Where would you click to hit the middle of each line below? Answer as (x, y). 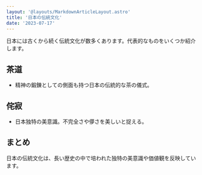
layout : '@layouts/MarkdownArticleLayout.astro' (68, 12)
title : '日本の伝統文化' (34, 17)
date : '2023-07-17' (31, 23)
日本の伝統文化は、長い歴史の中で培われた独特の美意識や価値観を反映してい (101, 158)
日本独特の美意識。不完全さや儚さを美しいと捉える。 (81, 122)
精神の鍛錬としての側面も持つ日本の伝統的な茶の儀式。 (84, 85)
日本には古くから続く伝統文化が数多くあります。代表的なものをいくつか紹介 (101, 41)
